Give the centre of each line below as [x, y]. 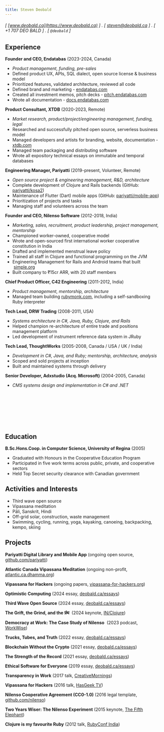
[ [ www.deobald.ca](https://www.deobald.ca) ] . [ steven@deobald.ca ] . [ [80, 26]
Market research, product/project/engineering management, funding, [82, 119]
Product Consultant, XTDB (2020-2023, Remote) [55, 109]
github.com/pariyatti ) [27, 560]
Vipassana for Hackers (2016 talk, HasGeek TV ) [54, 685]
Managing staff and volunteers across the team [60, 206]
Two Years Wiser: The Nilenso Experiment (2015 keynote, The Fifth [74, 709]
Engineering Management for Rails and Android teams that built [76, 262]
